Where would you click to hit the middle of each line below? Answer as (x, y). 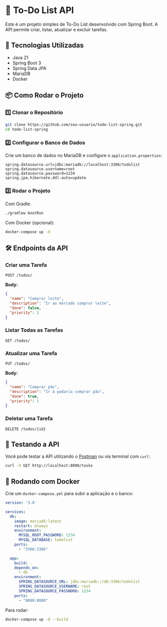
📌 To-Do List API (40, 10)
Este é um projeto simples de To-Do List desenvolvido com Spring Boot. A (81, 24)
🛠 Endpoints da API (37, 248)
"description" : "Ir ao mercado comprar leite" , (60, 303)
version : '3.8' (21, 503)
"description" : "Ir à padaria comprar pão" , (57, 391)
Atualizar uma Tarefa (31, 353)
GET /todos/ (18, 341)
